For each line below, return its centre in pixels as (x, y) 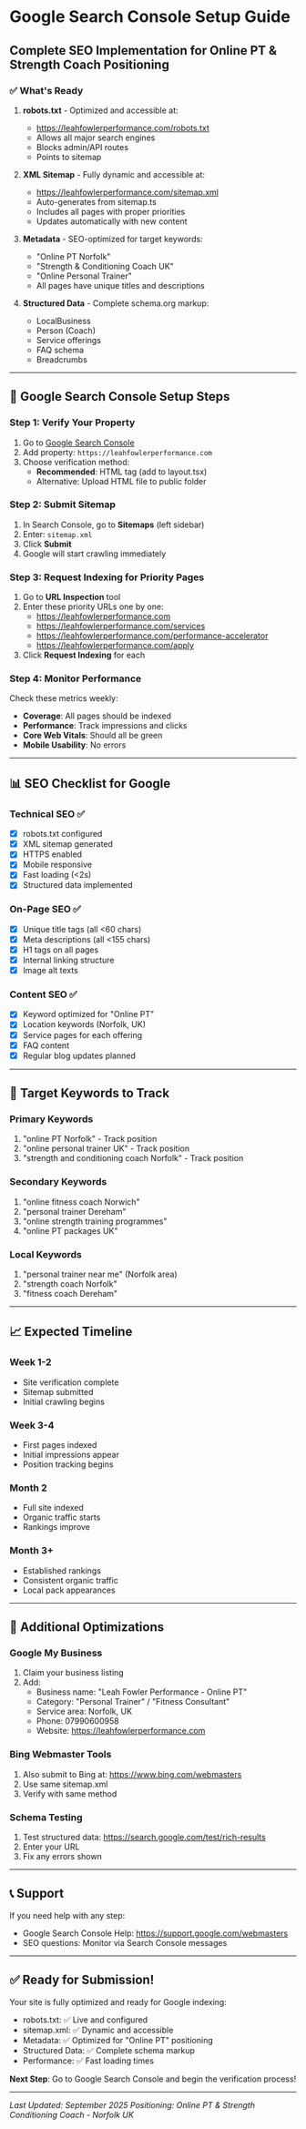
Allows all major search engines (96, 138)
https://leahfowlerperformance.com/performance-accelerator (152, 636)
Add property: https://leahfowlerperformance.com (117, 452)
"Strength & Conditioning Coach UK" (105, 266)
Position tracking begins (68, 1464)
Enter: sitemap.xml (57, 534)
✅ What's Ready (46, 90)
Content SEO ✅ (43, 994)
